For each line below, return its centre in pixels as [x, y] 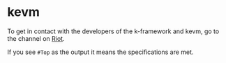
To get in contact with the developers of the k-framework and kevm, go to [113, 31]
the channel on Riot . [36, 38]
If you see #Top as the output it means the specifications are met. [100, 52]
